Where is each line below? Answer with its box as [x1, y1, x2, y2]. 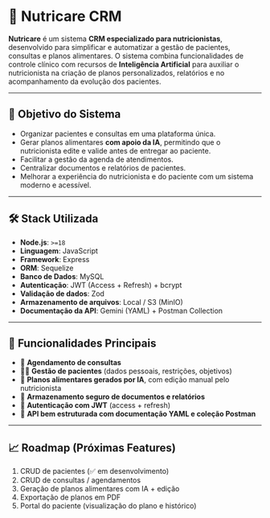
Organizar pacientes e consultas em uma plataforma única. [19, 129, 216, 138]
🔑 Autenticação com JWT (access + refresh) [19, 401, 171, 410]
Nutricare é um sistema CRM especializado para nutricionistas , [8, 34, 223, 43]
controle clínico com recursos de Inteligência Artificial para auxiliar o [8, 60, 239, 69]
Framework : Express [19, 254, 90, 264]
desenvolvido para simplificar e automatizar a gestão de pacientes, [8, 42, 231, 51]
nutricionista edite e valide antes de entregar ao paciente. [19, 146, 211, 155]
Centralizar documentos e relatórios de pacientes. [19, 162, 186, 172]
